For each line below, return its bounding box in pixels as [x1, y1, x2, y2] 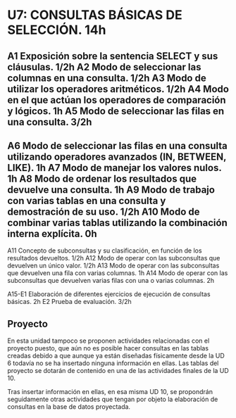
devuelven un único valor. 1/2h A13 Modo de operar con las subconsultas [7, 261, 220, 270]
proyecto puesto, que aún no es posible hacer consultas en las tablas [7, 344, 209, 353]
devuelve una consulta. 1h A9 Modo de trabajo [7, 184, 215, 196]
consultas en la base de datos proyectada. [7, 403, 131, 411]
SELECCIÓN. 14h [7, 22, 106, 38]
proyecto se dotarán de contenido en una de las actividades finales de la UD [7, 367, 229, 375]
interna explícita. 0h [7, 227, 97, 239]
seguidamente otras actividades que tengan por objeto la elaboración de [7, 395, 218, 404]
